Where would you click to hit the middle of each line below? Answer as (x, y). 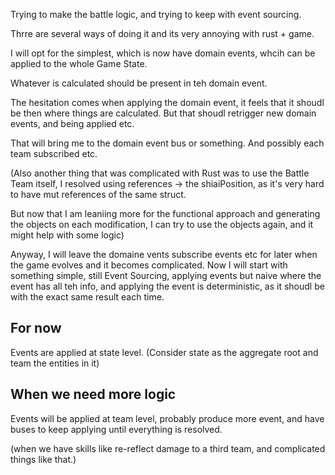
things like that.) (43, 459)
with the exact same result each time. (87, 297)
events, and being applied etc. (72, 123)
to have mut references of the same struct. (98, 194)
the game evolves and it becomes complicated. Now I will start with (149, 265)
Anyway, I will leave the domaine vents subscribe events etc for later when (164, 254)
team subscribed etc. (54, 153)
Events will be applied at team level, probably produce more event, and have (167, 418)
